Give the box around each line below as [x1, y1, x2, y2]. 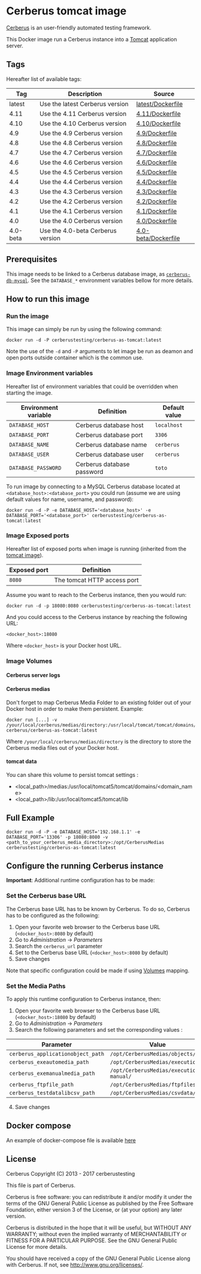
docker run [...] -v [6, 717, 58, 723]
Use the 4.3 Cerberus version [39, 187, 123, 196]
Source [153, 89, 175, 98]
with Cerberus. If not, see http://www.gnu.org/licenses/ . [6, 1261, 144, 1268]
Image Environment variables [6, 369, 93, 377]
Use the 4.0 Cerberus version [39, 217, 123, 225]
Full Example [6, 813, 55, 823]
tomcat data [6, 758, 37, 765]
